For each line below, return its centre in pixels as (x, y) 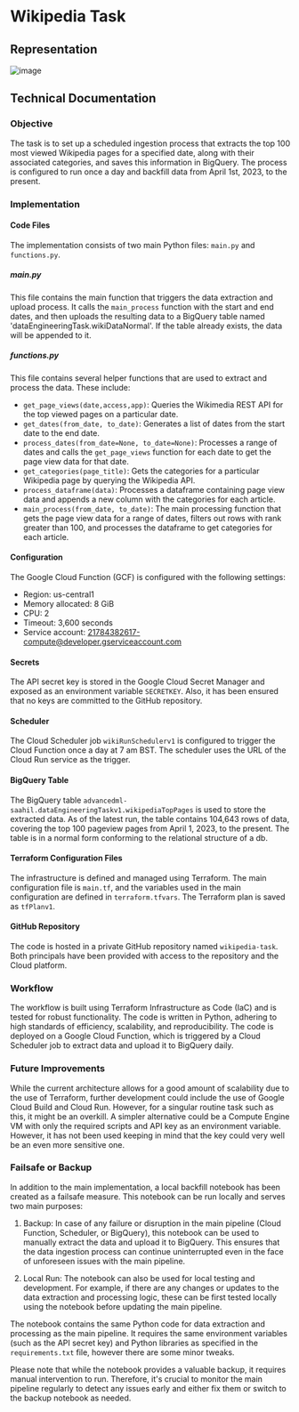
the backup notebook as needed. (71, 1398)
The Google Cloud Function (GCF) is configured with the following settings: (148, 577)
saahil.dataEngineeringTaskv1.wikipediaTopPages (102, 810)
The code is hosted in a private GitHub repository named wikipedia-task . (144, 946)
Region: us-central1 (58, 594)
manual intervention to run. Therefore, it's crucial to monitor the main (137, 1379)
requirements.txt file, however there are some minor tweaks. (122, 1352)
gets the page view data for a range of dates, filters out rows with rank (152, 518)
